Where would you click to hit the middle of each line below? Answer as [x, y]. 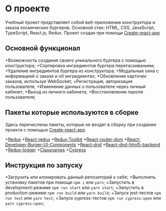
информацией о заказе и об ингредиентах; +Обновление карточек [76, 76]
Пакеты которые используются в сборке [72, 112]
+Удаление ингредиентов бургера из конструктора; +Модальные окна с [82, 71]
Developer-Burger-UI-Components [41, 144]
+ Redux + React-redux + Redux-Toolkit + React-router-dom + [66, 139]
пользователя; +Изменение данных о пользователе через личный [76, 86]
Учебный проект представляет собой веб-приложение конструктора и [80, 22]
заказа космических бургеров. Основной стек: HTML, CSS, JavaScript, [80, 27]
